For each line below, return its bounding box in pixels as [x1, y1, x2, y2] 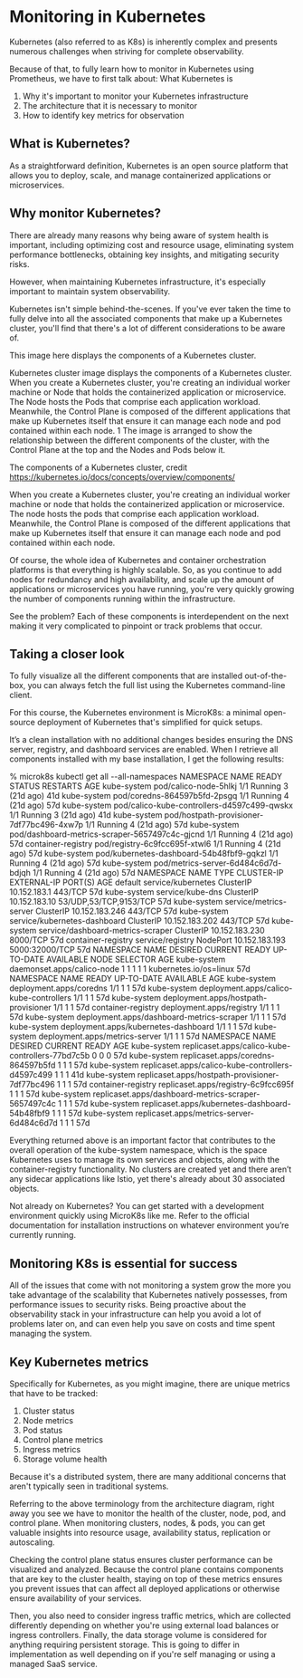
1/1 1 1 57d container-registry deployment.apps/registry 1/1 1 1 [52, 1002, 280, 1013]
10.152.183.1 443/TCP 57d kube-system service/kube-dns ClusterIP [9, 887, 260, 897]
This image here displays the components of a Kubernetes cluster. [9, 350, 257, 360]
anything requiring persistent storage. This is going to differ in [9, 1639, 240, 1650]
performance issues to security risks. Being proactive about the [9, 1299, 247, 1310]
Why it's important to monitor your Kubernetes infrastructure [22, 91, 249, 101]
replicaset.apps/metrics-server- [135, 1107, 255, 1119]
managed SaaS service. [9, 1659, 98, 1669]
